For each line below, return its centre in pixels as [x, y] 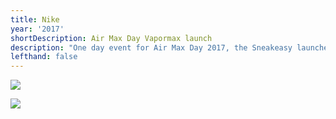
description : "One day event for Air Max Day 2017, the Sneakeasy [151, 47]
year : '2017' [37, 29]
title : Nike [35, 19]
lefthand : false [44, 57]
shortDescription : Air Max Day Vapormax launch [111, 38]
